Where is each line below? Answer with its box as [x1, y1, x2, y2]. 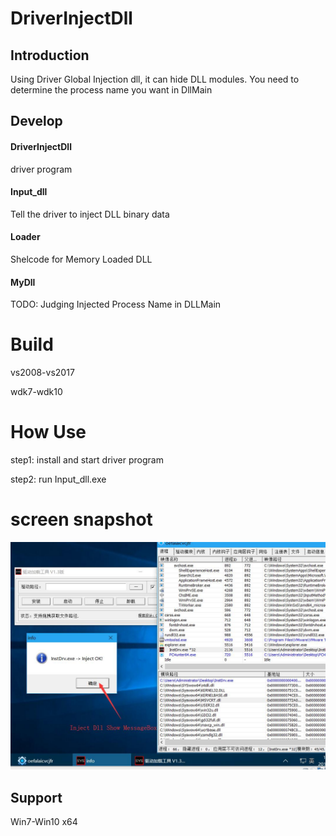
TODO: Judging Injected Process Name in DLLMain [10, 298, 222, 311]
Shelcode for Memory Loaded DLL [10, 253, 153, 265]
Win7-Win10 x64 [10, 816, 78, 828]
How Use [10, 421, 87, 444]
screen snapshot [10, 508, 153, 531]
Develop [10, 113, 63, 130]
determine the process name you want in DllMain [10, 84, 213, 96]
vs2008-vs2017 [10, 367, 75, 379]
